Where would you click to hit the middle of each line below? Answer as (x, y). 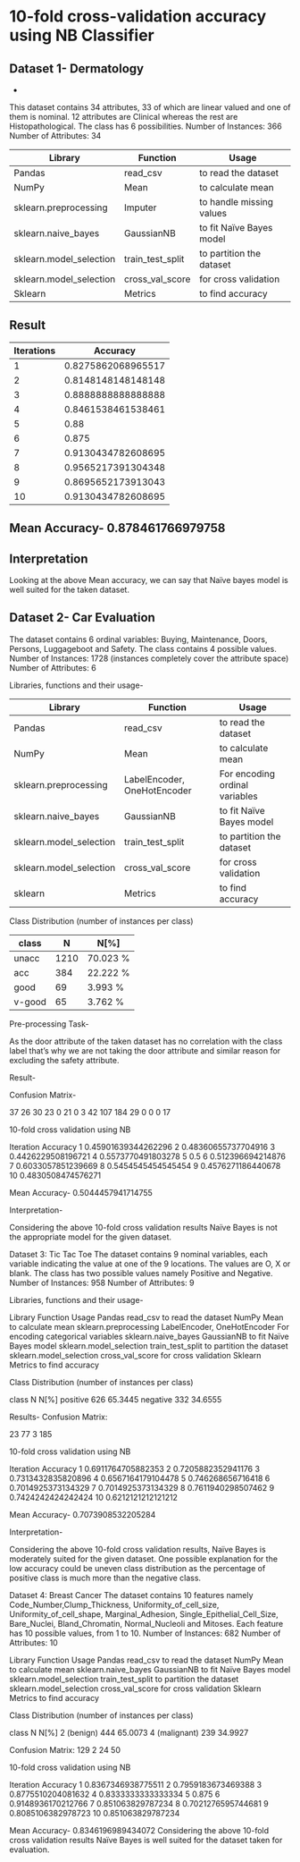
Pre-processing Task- (49, 1024)
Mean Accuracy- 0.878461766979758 (117, 528)
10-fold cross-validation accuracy (138, 17)
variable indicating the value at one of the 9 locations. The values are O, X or (150, 1264)
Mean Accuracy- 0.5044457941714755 (81, 1192)
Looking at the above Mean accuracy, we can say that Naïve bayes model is (149, 580)
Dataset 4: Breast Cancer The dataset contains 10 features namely (131, 1595)
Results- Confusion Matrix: (58, 1417)
